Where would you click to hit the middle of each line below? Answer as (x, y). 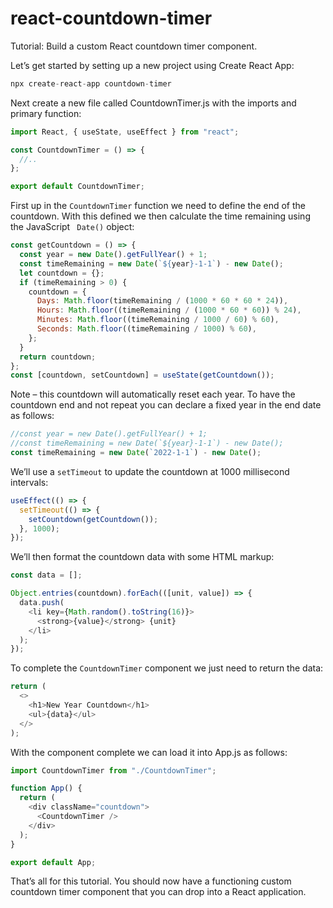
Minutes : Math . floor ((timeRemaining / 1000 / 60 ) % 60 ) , (158, 320)
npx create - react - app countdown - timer (91, 83)
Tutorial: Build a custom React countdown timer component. (134, 46)
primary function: (46, 113)
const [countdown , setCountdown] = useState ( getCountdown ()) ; (142, 375)
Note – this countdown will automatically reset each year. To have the (153, 394)
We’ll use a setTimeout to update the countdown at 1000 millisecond (150, 471)
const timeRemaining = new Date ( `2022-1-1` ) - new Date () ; (136, 453)
